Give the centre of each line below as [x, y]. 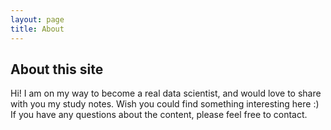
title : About [37, 29]
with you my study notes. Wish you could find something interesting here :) [165, 104]
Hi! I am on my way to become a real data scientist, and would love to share [166, 93]
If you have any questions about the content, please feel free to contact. [159, 115]
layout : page [37, 19]
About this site [57, 69]
